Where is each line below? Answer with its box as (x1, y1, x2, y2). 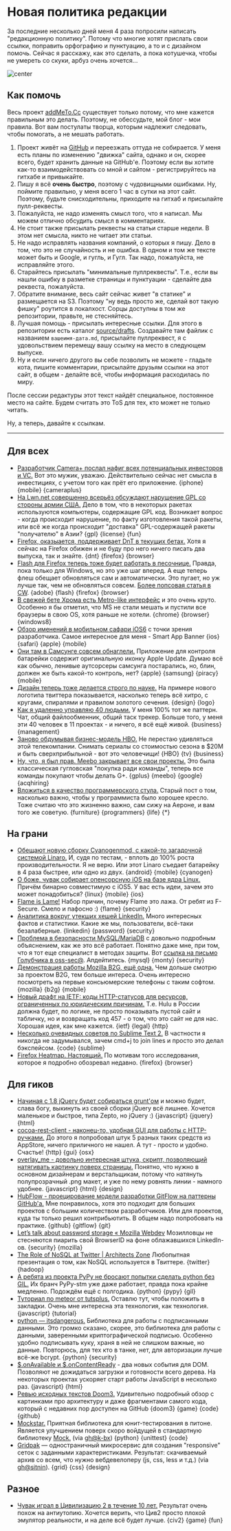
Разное (7, 1483, 40, 1494)
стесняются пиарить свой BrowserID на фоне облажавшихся (16, 1236, 196, 1244)
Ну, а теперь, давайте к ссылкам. (7, 418, 105, 427)
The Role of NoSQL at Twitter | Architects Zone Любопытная (16, 1250, 190, 1259)
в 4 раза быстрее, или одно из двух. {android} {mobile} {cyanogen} (16, 868, 213, 876)
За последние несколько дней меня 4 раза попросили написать (7, 27, 197, 35)
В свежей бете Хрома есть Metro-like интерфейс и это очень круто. (16, 596, 217, 604)
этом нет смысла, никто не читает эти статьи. (16, 231, 153, 239)
